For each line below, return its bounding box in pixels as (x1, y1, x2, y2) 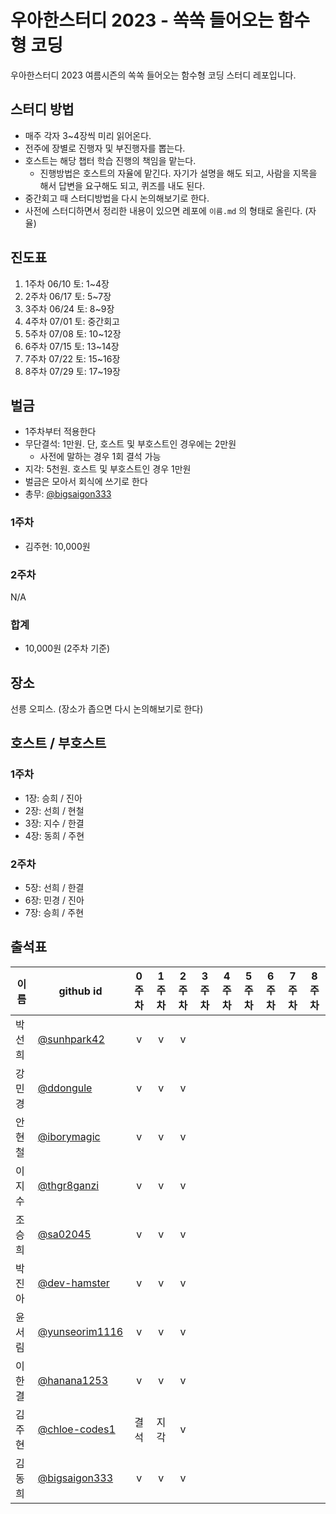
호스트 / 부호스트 (10, 735, 107, 752)
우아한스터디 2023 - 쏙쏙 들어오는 (10, 9, 274, 32)
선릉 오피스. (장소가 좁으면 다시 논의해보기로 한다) (10, 703, 204, 715)
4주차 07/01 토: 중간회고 (24, 315, 120, 327)
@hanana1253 (37, 1373, 109, 1387)
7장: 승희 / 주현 (24, 907, 85, 919)
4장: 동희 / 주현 (24, 829, 85, 841)
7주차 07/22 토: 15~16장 (24, 352, 121, 365)
